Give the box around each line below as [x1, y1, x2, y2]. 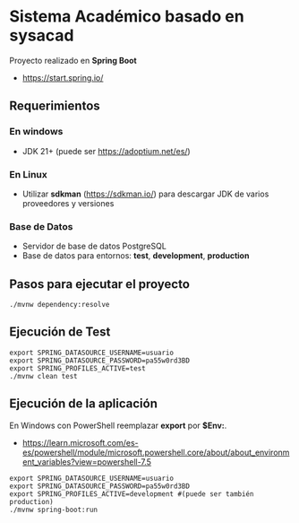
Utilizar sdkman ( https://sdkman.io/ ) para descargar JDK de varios [21, 188, 269, 199]
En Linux [9, 168, 47, 180]
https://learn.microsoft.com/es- [21, 437, 139, 448]
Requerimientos [9, 99, 100, 114]
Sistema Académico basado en [9, 6, 244, 27]
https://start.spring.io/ [21, 72, 104, 83]
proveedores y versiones [21, 197, 115, 208]
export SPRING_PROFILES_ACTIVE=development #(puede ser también [9, 489, 254, 499]
